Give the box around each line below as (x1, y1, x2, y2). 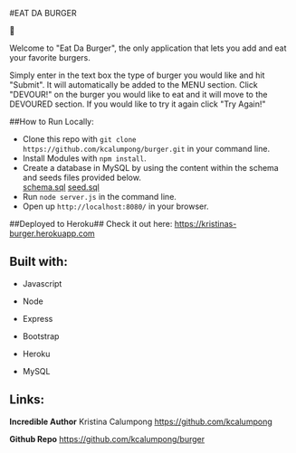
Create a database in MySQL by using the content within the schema (22, 163, 279, 173)
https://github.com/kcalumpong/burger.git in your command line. (22, 144, 270, 154)
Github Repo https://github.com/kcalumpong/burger (9, 433, 205, 444)
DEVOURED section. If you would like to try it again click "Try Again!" (9, 99, 266, 109)
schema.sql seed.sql (22, 182, 100, 193)
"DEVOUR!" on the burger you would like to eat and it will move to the (9, 90, 268, 99)
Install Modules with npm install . (22, 153, 147, 164)
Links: (9, 392, 45, 408)
